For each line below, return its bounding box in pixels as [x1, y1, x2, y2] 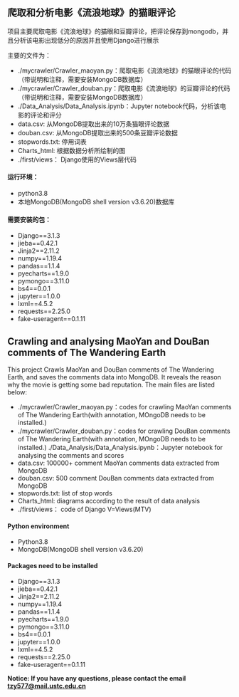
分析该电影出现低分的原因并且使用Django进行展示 [13, 36, 159, 44]
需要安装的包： [7, 215, 51, 224]
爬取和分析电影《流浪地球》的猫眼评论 [7, 6, 176, 19]
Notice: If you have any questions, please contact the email [7, 674, 186, 683]
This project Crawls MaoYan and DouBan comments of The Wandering [7, 365, 215, 374]
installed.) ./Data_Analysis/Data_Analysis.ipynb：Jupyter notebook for [17, 444, 223, 452]
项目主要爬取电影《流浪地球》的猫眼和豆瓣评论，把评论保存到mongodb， [7, 27, 223, 36]
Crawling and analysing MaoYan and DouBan [7, 335, 210, 347]
